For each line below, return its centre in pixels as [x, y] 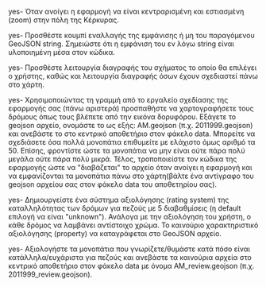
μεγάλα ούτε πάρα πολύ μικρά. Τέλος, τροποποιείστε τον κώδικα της [123, 159]
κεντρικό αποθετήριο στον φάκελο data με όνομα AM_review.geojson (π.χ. [131, 266]
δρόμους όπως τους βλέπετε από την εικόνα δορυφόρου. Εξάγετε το [122, 117]
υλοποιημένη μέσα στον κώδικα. [62, 52]
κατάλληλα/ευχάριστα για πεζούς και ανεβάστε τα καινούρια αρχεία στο [130, 257]
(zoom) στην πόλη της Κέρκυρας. [64, 20]
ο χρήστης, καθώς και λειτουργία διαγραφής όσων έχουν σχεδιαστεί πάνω [133, 76]
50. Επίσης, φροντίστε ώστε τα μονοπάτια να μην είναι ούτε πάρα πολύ [127, 151]
